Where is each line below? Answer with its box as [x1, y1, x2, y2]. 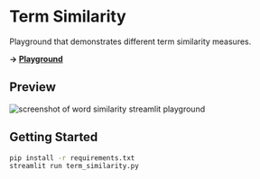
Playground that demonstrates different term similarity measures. [9, 36, 252, 47]
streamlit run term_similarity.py [9, 162, 140, 171]
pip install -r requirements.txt [9, 153, 135, 163]
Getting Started [9, 130, 98, 145]
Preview [9, 79, 57, 95]
